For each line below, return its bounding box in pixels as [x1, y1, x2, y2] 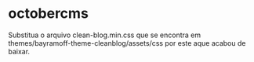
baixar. [8, 46, 30, 56]
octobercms [8, 5, 89, 22]
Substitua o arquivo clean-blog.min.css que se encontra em [8, 30, 201, 40]
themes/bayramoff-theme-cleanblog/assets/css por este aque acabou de [8, 38, 246, 47]
